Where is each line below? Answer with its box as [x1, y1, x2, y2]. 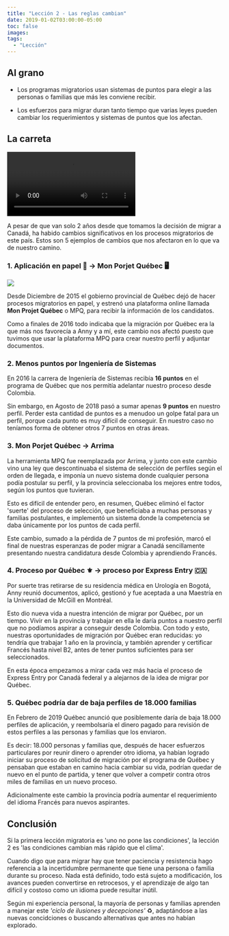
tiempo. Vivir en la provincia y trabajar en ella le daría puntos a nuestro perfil [7, 616, 222, 624]
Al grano [7, 67, 44, 79]
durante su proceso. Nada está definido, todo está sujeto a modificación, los [7, 871, 222, 879]
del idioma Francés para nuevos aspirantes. [7, 798, 130, 806]
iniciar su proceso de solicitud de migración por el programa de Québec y [7, 756, 215, 764]
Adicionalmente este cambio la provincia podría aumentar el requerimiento [7, 791, 217, 799]
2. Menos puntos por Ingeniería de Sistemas [7, 358, 157, 368]
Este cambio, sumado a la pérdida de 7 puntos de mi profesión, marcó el [7, 534, 211, 542]
